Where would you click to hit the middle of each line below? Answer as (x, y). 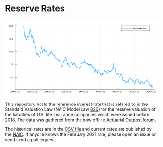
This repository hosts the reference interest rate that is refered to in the (76, 104)
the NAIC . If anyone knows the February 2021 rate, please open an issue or (81, 134)
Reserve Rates (35, 9)
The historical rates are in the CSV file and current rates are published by (79, 129)
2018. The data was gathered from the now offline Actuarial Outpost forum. (81, 120)
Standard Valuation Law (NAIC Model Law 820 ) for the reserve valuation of (81, 109)
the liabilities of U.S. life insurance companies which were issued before (77, 114)
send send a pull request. (31, 139)
